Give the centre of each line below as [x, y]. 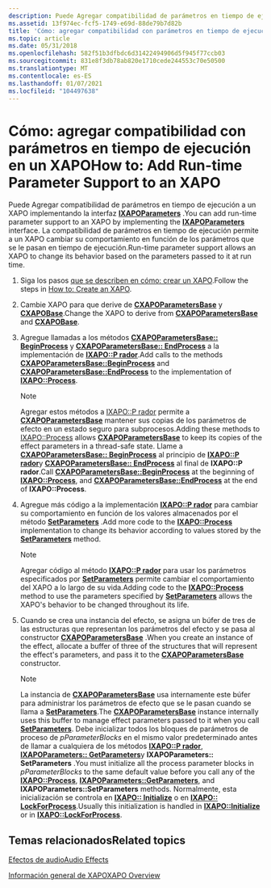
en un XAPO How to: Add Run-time [125, 165]
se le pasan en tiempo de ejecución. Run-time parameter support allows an [132, 248]
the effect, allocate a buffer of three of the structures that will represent [139, 646]
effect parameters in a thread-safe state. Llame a [101, 446]
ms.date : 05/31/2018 [43, 46]
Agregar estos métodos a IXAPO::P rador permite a [105, 412]
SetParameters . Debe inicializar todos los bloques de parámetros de [134, 729]
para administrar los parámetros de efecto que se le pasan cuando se [135, 703]
